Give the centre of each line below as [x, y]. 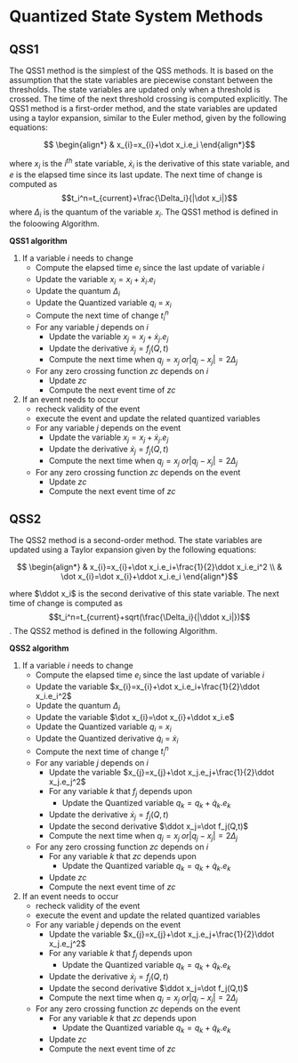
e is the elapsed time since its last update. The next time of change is [136, 174]
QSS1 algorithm [39, 241]
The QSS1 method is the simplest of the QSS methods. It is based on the [141, 70]
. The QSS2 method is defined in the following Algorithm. [113, 631]
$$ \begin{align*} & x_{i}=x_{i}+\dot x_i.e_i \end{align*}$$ [149, 145]
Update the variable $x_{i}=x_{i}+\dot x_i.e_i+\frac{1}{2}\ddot [147, 686]
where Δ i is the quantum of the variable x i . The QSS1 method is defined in [144, 213]
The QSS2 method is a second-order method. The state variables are [136, 540]
